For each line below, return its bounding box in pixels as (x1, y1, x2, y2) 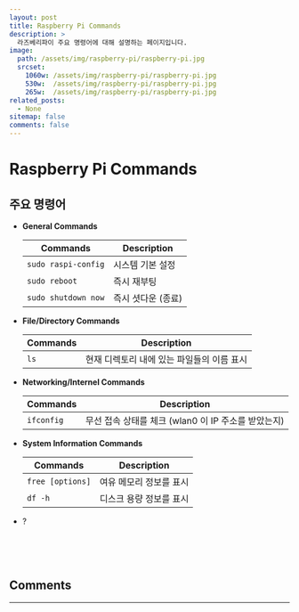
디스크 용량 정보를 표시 (99, 493, 190, 504)
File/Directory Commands (21, 315, 120, 326)
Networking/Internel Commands (21, 377, 145, 388)
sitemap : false (9, 112, 66, 121)
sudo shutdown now (26, 293, 105, 303)
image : (9, 46, 34, 55)
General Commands (21, 221, 98, 232)
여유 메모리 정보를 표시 (99, 476, 190, 488)
